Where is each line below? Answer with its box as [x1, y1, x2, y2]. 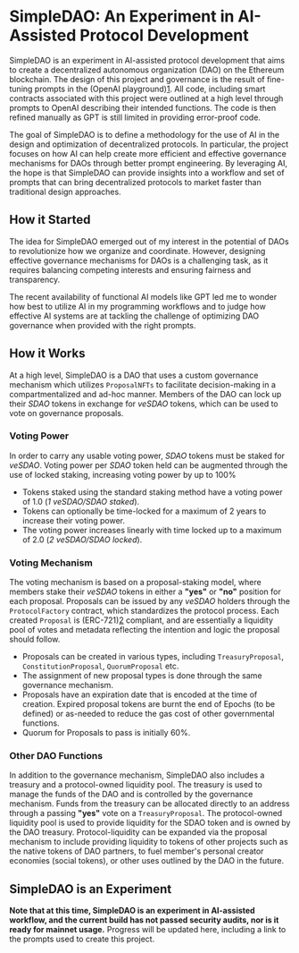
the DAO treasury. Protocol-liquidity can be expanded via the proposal [9, 827, 268, 838]
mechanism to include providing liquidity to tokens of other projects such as [9, 837, 288, 847]
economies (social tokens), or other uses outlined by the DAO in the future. [9, 855, 284, 866]
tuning [9, 83, 33, 94]
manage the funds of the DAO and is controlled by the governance [9, 789, 253, 800]
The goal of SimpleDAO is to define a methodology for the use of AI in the [9, 129, 279, 140]
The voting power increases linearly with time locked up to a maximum [21, 524, 283, 535]
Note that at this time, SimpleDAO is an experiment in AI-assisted [9, 906, 256, 916]
